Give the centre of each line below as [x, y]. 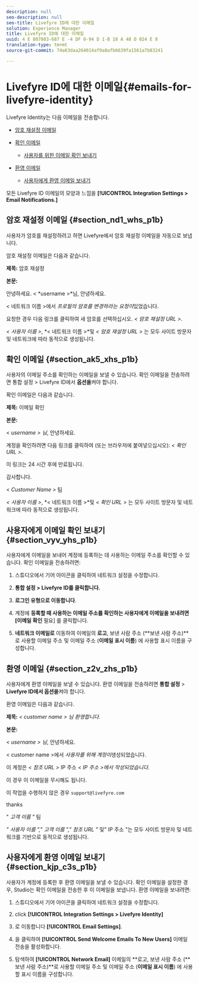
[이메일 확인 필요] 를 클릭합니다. [51, 621]
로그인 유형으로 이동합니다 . [46, 600]
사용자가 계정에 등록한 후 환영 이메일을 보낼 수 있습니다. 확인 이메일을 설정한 [94, 882]
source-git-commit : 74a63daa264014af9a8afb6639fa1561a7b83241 [85, 51]
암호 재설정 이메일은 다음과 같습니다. [48, 255]
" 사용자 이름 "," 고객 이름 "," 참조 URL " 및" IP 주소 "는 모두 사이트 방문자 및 [94, 829]
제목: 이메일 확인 [25, 408]
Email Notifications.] [32, 199]
